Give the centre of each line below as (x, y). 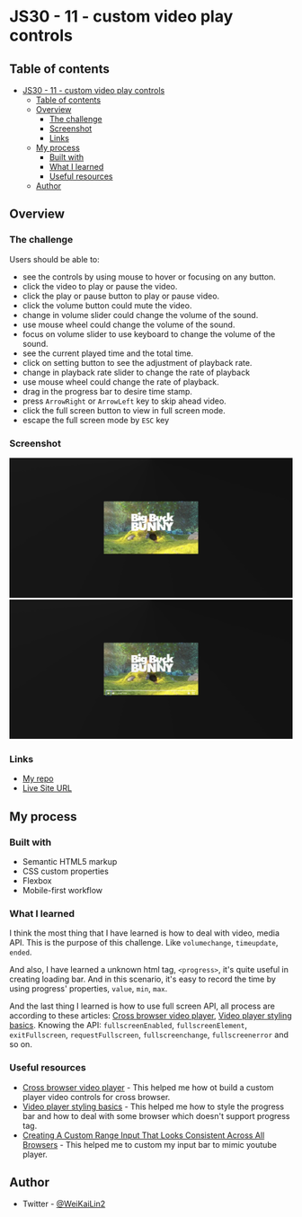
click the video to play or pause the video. (100, 286)
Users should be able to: (55, 259)
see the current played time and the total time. (108, 353)
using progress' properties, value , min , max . (89, 989)
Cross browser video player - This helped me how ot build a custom (148, 1087)
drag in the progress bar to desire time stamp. (107, 391)
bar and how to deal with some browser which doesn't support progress (156, 1115)
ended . (21, 952)
